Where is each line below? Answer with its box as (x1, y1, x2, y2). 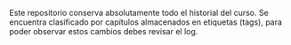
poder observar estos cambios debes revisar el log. (9, 26, 198, 36)
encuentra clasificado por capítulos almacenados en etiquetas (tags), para (9, 17, 283, 27)
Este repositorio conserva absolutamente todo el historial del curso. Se (9, 8, 269, 18)
